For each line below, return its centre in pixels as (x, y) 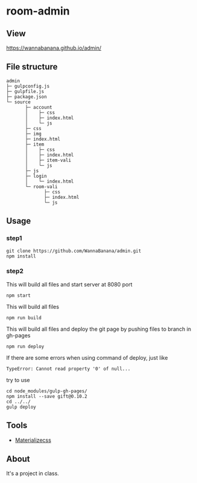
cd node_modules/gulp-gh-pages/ (47, 391)
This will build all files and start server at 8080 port (69, 284)
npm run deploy (25, 346)
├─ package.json (27, 97)
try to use (18, 380)
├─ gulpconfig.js (28, 86)
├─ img (33, 134)
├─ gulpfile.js (25, 91)
